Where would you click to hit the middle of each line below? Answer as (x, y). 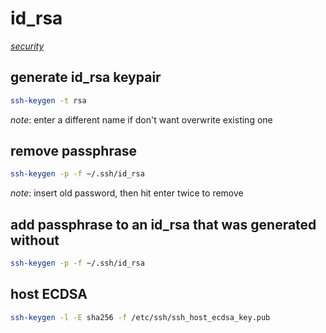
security (27, 46)
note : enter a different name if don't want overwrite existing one (141, 119)
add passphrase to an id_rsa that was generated (163, 224)
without (35, 240)
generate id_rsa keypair (86, 77)
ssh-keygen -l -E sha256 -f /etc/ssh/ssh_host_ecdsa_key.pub (140, 317)
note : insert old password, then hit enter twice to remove (127, 193)
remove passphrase (74, 151)
